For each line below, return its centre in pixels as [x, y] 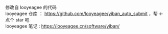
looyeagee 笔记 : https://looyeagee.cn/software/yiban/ [63, 26]
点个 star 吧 [17, 20]
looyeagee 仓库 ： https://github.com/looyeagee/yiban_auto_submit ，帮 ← [84, 13]
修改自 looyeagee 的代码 [31, 7]
